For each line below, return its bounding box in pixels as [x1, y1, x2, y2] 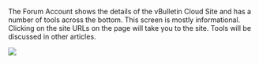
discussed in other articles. [8, 32, 96, 41]
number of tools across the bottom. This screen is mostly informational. [8, 15, 241, 24]
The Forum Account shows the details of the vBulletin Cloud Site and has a [8, 7, 251, 16]
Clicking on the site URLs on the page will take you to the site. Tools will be [8, 24, 251, 32]
